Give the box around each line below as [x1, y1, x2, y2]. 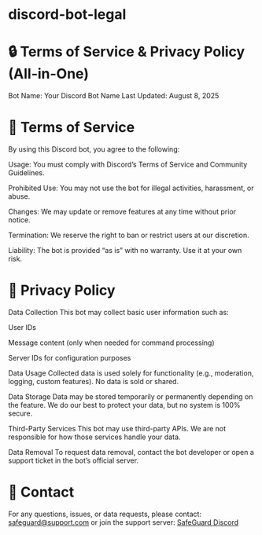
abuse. [8, 192, 31, 201]
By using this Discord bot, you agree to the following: [8, 145, 180, 154]
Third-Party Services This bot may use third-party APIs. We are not [8, 424, 227, 433]
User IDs [8, 323, 37, 332]
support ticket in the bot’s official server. [8, 456, 139, 465]
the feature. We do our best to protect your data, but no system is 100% [8, 401, 242, 409]
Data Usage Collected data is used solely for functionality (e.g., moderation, [8, 368, 254, 378]
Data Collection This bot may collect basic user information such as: [8, 308, 230, 317]
